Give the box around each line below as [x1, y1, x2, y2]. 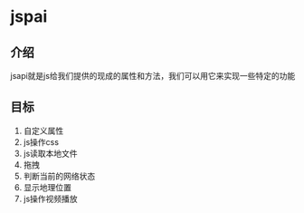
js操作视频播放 [23, 193, 78, 204]
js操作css [23, 136, 60, 147]
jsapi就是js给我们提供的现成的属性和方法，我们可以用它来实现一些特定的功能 [10, 71, 296, 81]
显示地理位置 [23, 181, 71, 192]
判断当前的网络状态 [23, 170, 96, 181]
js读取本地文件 [23, 148, 78, 159]
